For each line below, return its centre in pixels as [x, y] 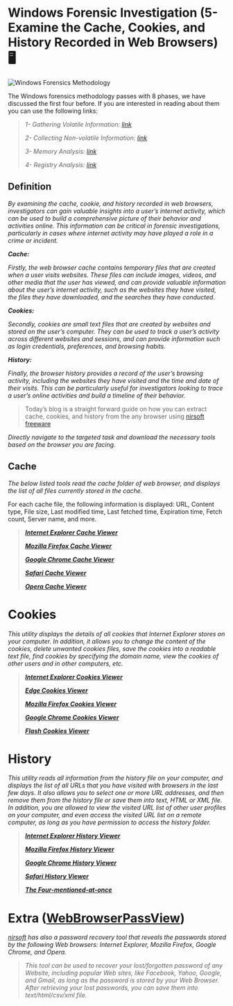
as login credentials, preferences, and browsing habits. [87, 346]
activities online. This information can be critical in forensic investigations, [114, 226]
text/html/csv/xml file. [56, 995]
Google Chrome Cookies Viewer [72, 717]
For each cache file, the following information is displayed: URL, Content [111, 504]
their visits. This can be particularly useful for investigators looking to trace [115, 388]
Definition [29, 187]
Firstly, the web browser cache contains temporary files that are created [112, 267]
